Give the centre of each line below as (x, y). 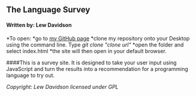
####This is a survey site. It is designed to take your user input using (91, 63)
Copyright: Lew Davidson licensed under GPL (62, 86)
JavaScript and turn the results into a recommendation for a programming (97, 69)
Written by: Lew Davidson (39, 25)
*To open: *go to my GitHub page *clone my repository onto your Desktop (98, 38)
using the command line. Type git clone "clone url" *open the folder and (95, 45)
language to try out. (31, 75)
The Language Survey (48, 10)
